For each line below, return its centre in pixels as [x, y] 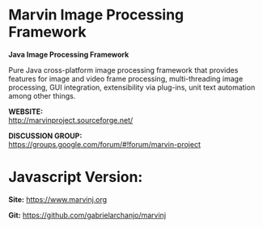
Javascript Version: [76, 177]
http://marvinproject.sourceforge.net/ [71, 120]
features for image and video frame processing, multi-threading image [126, 78]
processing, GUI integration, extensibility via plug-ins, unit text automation [132, 87]
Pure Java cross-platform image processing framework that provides [123, 70]
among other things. [42, 95]
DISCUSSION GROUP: [45, 136]
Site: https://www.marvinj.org [58, 199]
